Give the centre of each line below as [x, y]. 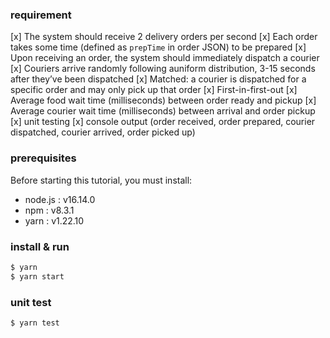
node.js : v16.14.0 [60, 199]
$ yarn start [37, 276]
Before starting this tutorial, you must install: [101, 180]
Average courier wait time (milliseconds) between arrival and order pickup [163, 111]
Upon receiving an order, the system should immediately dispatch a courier [165, 58]
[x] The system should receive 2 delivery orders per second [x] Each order [164, 37]
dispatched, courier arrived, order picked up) [103, 132]
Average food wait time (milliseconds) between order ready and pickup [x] [163, 100]
